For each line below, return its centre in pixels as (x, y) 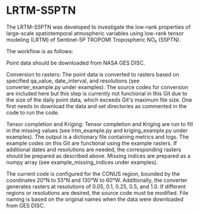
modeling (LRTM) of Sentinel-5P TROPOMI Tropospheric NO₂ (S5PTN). (94, 39)
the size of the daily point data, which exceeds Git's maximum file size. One (99, 100)
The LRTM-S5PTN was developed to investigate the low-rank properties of (99, 27)
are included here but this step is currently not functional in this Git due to (97, 93)
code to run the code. (33, 112)
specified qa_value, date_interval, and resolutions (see (73, 81)
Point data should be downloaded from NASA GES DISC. (76, 63)
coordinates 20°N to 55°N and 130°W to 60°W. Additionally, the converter (97, 180)
